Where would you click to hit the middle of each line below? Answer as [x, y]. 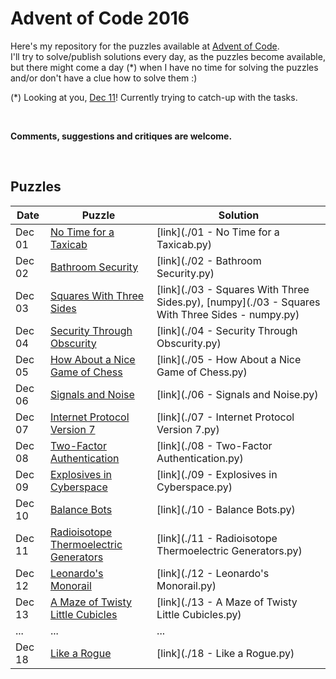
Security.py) [185, 273]
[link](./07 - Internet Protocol [225, 417]
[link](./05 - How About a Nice [229, 359]
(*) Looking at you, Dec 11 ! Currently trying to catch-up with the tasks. [154, 97]
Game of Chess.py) [202, 372]
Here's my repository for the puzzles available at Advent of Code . [145, 46]
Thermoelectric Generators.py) [229, 550]
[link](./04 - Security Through [227, 330]
